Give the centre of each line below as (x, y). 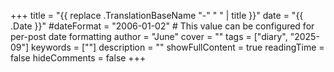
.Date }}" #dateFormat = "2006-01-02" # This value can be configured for (162, 26)
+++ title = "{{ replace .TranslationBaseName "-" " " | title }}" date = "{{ (157, 15)
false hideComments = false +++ (78, 58)
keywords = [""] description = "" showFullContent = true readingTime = (178, 47)
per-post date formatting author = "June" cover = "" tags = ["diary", (149, 36)
